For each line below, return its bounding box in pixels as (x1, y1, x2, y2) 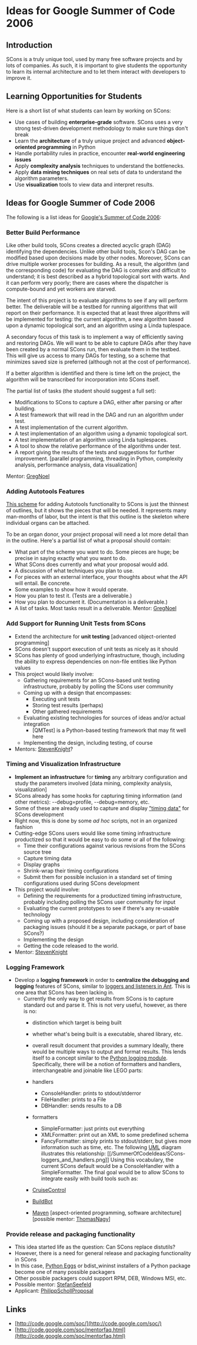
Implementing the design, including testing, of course (23, 739, 153, 746)
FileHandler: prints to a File (41, 1096, 106, 1103)
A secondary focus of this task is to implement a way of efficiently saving (6, 333, 183, 340)
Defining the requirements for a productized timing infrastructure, (23, 892, 182, 899)
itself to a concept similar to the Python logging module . (32, 1054, 168, 1061)
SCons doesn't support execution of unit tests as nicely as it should (14, 645, 178, 652)
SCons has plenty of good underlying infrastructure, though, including (14, 651, 185, 658)
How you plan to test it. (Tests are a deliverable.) (14, 592, 132, 600)
